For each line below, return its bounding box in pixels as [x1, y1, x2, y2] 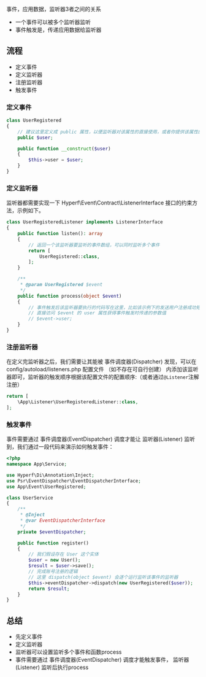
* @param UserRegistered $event [20, 282, 103, 288]
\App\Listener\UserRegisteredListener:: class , [17, 399, 139, 405]
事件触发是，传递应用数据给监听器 [15, 26, 102, 33]
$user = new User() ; [28, 557, 81, 563]
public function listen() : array [17, 231, 103, 237]
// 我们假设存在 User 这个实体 [28, 551, 99, 557]
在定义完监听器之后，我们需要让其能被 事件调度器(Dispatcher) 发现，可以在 [6, 358, 197, 365]
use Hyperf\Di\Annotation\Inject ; [6, 472, 95, 478]
